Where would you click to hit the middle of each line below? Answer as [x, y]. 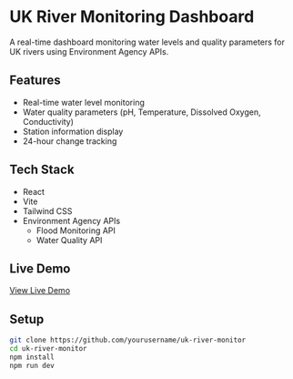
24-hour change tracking [70, 141]
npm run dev [32, 365]
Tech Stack [42, 170]
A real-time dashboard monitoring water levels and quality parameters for [147, 42]
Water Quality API [69, 240]
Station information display [73, 131]
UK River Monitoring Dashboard [132, 17]
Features [35, 81]
